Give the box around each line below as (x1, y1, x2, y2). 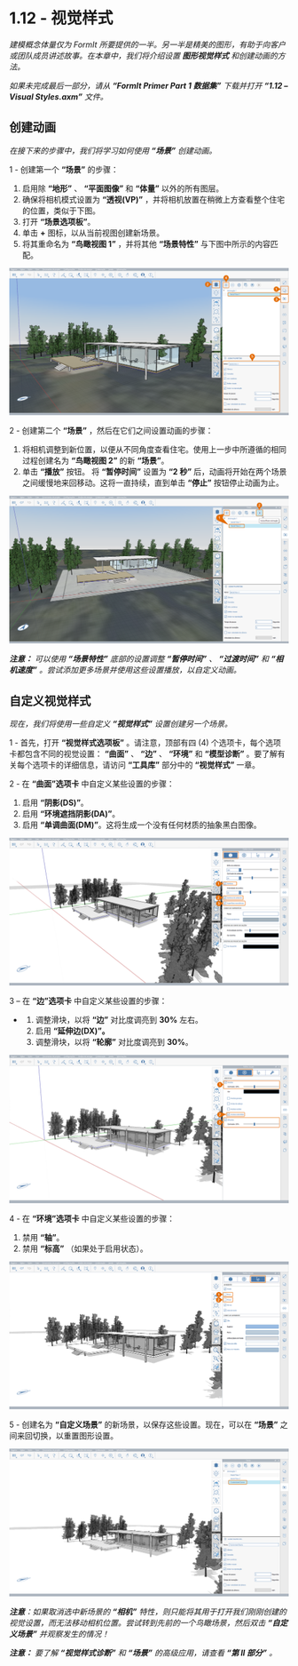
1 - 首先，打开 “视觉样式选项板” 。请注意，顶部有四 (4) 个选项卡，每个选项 (9, 737, 282, 748)
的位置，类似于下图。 (21, 205, 100, 216)
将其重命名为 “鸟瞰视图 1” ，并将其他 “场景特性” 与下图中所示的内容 (21, 238, 271, 249)
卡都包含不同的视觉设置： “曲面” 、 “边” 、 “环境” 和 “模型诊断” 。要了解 (9, 748, 278, 760)
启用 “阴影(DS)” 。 (21, 797, 89, 809)
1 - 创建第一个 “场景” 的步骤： (9, 163, 119, 174)
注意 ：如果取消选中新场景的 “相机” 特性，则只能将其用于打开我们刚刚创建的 (9, 1606, 287, 1617)
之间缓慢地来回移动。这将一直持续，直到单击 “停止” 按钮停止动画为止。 (21, 477, 284, 489)
